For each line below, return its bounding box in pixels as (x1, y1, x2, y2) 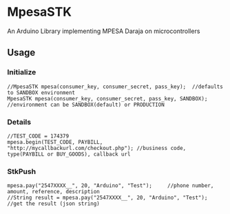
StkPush (7, 167, 36, 176)
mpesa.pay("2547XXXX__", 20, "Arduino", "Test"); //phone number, (7, 182, 214, 189)
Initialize (7, 67, 36, 77)
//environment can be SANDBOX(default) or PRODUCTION (7, 101, 165, 108)
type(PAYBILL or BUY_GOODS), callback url (7, 151, 131, 158)
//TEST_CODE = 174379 (7, 132, 70, 140)
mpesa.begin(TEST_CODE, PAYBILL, (7, 138, 103, 145)
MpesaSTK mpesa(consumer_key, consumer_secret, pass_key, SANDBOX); (7, 95, 208, 102)
